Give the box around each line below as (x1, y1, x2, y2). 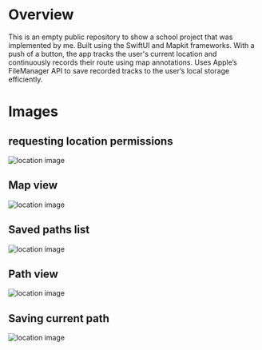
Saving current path (8, 312, 110, 325)
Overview (8, 6, 74, 24)
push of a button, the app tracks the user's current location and (8, 49, 217, 58)
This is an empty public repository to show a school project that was (8, 32, 233, 42)
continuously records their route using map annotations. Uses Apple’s (8, 58, 237, 67)
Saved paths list (8, 223, 90, 237)
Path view (8, 267, 58, 280)
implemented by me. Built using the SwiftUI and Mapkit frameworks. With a (8, 40, 255, 50)
